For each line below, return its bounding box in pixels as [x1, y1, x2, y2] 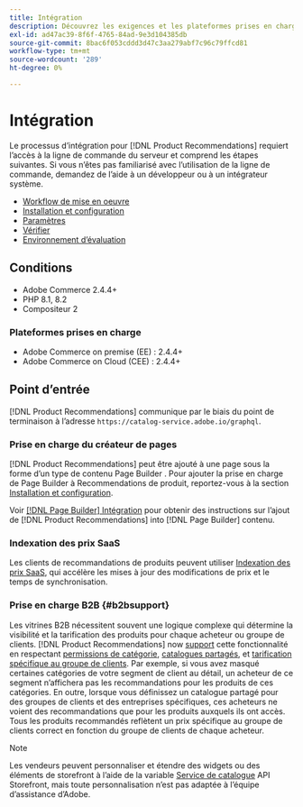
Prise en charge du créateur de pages [9, 438, 178, 451]
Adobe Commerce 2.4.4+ [22, 284, 118, 295]
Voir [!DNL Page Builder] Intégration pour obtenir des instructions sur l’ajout [9, 505, 290, 516]
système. [9, 178, 43, 189]
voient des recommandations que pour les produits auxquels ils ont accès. [9, 705, 286, 717]
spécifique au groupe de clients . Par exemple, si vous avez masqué [9, 657, 260, 668]
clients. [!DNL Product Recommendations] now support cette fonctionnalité [9, 638, 289, 649]
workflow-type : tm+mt [9, 47, 91, 56]
